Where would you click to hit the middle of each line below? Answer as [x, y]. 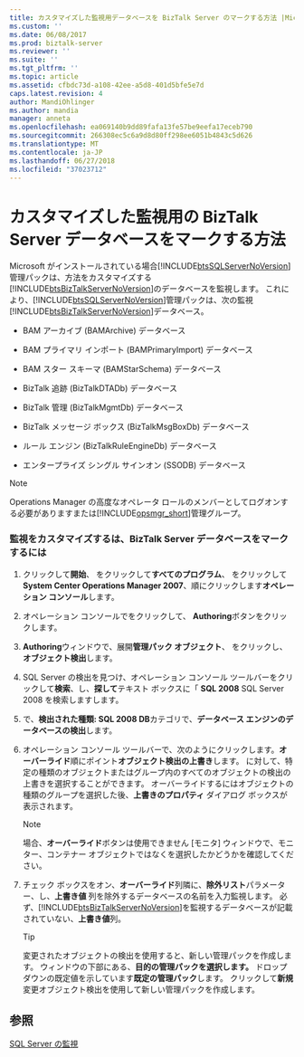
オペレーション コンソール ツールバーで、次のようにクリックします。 [151, 749]
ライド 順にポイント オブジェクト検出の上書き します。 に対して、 [166, 760]
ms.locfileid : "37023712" [58, 169]
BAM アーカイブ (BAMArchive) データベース [104, 330]
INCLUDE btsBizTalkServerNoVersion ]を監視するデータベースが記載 [168, 907]
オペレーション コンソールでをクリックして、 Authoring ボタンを [143, 615]
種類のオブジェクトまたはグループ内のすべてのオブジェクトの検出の [165, 772]
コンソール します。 [84, 596]
